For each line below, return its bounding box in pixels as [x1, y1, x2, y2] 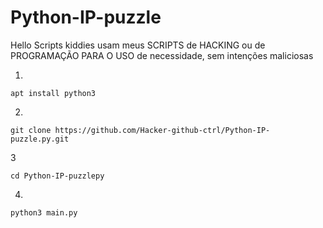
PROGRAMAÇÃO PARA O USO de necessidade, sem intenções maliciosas [10, 49, 314, 61]
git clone [10, 125, 52, 135]
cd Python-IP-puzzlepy [10, 171, 105, 181]
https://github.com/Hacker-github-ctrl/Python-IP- [54, 125, 271, 135]
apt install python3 [10, 88, 97, 98]
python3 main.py [10, 207, 78, 218]
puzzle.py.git [10, 134, 70, 144]
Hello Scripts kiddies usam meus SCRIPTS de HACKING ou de [10, 39, 266, 51]
